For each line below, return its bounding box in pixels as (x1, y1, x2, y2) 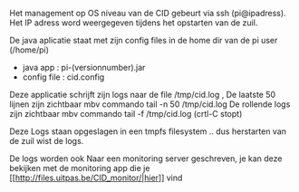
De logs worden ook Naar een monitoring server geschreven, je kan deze (9, 153, 283, 164)
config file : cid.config (22, 72, 105, 82)
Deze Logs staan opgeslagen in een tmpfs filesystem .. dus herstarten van (9, 126, 287, 137)
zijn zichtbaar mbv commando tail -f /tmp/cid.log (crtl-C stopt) (9, 109, 243, 119)
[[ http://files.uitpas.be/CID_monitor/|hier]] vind (9, 172, 183, 183)
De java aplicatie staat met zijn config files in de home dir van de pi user (9, 35, 278, 45)
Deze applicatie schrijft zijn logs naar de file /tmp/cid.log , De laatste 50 (9, 90, 276, 100)
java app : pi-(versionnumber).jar (22, 62, 146, 72)
